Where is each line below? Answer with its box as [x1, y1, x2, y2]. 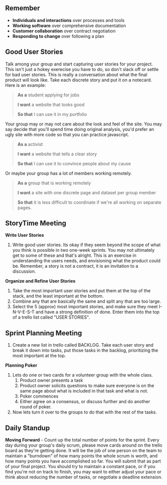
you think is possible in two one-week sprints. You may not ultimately [12, 247, 155, 253]
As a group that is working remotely [17, 180, 91, 186]
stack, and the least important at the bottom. [12, 293, 104, 299]
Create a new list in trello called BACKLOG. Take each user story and [12, 342, 154, 348]
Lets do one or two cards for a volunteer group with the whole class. [12, 372, 153, 378]
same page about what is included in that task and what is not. [19, 388, 149, 394]
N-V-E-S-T [12, 309, 35, 315]
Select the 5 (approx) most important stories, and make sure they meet [12, 304, 158, 310]
